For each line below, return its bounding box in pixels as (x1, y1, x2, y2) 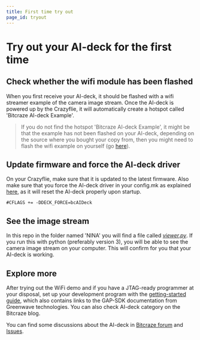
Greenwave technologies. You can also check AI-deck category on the (6, 303, 181, 310)
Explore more (6, 268, 57, 278)
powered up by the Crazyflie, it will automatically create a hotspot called (6, 105, 184, 113)
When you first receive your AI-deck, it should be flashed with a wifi (6, 92, 174, 99)
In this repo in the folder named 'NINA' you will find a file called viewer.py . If (6, 232, 193, 239)
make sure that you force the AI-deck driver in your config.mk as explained (6, 182, 192, 189)
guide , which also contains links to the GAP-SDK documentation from (6, 297, 178, 304)
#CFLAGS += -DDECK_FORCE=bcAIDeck (6, 200, 93, 206)
